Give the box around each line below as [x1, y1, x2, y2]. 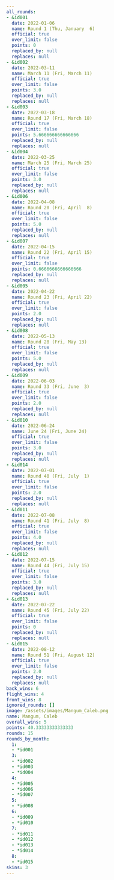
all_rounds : [6, 8, 36, 15]
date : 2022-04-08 [11, 199, 55, 205]
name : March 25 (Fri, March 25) [11, 160, 93, 166]
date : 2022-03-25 [11, 154, 55, 160]
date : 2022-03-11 [11, 64, 55, 71]
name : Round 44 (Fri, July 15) [11, 562, 90, 568]
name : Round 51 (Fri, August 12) [11, 652, 95, 658]
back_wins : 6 [6, 685, 39, 692]
